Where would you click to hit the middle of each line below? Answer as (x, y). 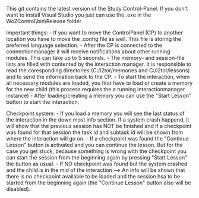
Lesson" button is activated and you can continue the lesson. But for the (94, 145)
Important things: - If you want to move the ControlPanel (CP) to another (94, 33)
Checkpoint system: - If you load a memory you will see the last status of (96, 113)
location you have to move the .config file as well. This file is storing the (94, 39)
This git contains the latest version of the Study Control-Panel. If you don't (97, 9)
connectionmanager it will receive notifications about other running (88, 52)
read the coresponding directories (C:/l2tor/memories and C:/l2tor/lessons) (98, 70)
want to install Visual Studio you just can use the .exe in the (79, 15)
